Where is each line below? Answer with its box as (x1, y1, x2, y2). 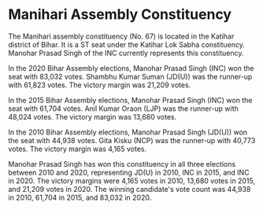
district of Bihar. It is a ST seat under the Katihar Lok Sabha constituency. (8, 39, 246, 49)
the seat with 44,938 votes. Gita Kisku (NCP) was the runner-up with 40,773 (8, 135, 256, 145)
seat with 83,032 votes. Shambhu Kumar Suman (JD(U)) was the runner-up (8, 72, 253, 81)
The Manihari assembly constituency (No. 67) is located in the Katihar (8, 31, 235, 41)
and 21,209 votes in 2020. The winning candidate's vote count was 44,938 (8, 184, 251, 193)
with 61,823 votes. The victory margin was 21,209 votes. (8, 80, 191, 90)
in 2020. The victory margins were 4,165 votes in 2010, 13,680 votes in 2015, (8, 175, 256, 186)
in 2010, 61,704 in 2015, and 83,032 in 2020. (8, 193, 152, 202)
